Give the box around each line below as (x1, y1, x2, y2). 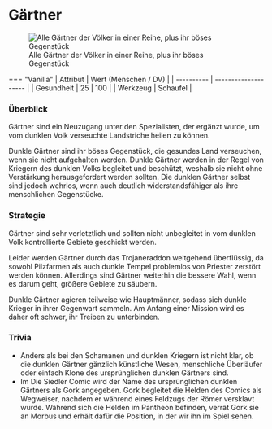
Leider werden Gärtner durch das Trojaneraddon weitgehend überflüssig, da (8, 252, 264, 262)
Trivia (8, 332, 32, 344)
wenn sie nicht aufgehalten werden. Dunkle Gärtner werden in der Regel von (8, 155, 264, 164)
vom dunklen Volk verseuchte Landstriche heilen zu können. (8, 130, 210, 140)
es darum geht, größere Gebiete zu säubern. (8, 278, 158, 288)
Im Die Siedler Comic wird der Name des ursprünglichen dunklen (19, 376, 238, 386)
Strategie (8, 210, 46, 221)
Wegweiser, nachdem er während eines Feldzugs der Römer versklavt (19, 393, 255, 404)
